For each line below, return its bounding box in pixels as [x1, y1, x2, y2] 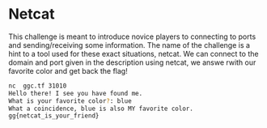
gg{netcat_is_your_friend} [8, 112, 100, 120]
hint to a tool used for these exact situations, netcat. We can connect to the [8, 49, 259, 58]
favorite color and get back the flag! [8, 66, 128, 75]
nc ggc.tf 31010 [8, 82, 67, 90]
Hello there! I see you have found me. [8, 89, 143, 97]
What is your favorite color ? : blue [8, 96, 132, 105]
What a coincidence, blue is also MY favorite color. [8, 105, 194, 113]
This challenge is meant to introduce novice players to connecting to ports [8, 32, 256, 41]
